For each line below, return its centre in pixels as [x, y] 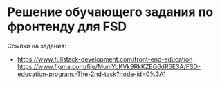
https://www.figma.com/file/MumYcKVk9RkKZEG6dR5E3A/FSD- [109, 66]
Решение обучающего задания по [110, 12]
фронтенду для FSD [67, 27]
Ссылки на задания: [37, 46]
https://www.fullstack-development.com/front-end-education [105, 59]
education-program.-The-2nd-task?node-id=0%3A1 [91, 74]
